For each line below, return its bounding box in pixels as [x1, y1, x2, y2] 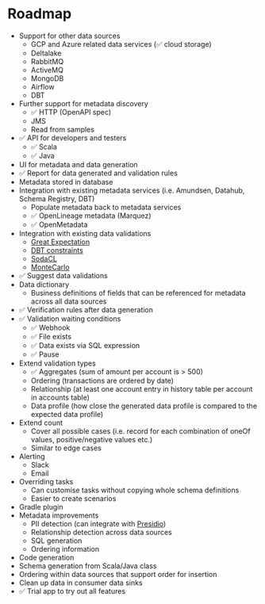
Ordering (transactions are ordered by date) [30, 376, 174, 385]
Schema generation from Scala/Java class [18, 560, 157, 571]
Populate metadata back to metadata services [30, 202, 182, 212]
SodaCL [30, 254, 57, 263]
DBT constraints [30, 245, 84, 254]
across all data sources [30, 296, 107, 306]
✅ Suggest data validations [18, 270, 108, 280]
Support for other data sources [18, 31, 121, 40]
